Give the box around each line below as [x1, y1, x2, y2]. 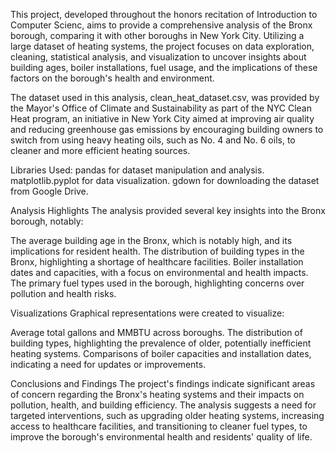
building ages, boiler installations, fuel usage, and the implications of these [10, 62, 318, 73]
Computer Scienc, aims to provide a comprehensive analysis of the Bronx [10, 19, 313, 31]
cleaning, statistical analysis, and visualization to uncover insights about [10, 51, 307, 63]
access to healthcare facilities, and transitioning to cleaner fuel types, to [10, 420, 308, 432]
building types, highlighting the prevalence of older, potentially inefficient [10, 337, 312, 349]
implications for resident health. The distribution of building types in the [10, 245, 305, 257]
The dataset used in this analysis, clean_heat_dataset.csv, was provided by [10, 92, 320, 103]
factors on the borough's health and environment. [10, 72, 215, 84]
